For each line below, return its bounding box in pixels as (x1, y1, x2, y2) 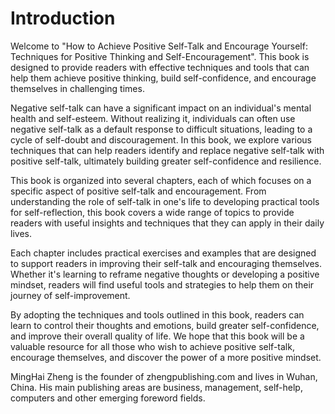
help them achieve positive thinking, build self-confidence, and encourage (10, 72, 317, 84)
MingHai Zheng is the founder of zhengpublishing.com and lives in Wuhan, (10, 370, 318, 382)
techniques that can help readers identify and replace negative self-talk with (10, 144, 325, 156)
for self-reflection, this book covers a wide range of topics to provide (10, 206, 295, 218)
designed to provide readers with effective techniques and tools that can (10, 61, 310, 73)
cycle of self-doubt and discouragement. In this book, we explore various (10, 133, 312, 146)
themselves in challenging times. (10, 82, 145, 94)
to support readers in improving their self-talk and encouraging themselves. (10, 257, 322, 269)
